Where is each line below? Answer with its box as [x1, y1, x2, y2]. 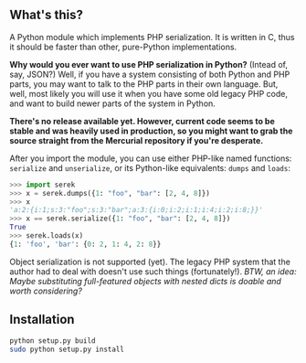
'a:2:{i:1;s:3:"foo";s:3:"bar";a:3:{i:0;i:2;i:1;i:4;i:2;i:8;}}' [9, 206, 263, 215]
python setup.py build [9, 336, 96, 346]
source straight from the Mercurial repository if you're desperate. [9, 134, 264, 145]
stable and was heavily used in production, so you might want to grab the [9, 125, 293, 136]
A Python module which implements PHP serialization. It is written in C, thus [9, 31, 295, 42]
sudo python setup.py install [9, 345, 125, 354]
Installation [9, 312, 75, 327]
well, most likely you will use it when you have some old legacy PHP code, [9, 88, 289, 99]
